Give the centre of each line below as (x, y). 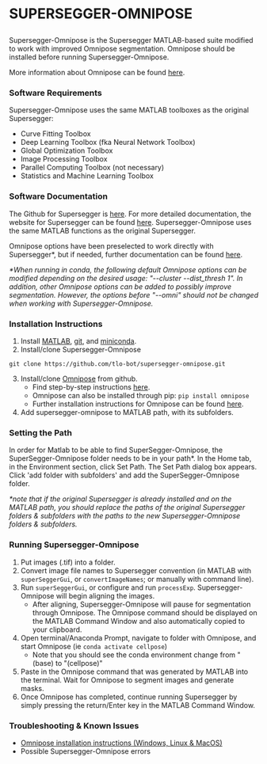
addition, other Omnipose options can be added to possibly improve (120, 287)
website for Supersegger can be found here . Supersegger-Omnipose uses (130, 222)
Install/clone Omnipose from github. (79, 379)
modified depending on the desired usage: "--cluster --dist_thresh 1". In (126, 278)
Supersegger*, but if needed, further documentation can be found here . (126, 254)
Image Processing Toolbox (64, 159)
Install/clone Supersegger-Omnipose (81, 350)
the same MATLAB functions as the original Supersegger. (103, 230)
